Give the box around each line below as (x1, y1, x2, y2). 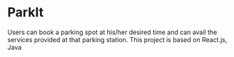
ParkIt (7, 4, 44, 21)
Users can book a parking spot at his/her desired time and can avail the (7, 28, 218, 36)
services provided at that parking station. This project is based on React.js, (7, 35, 228, 43)
